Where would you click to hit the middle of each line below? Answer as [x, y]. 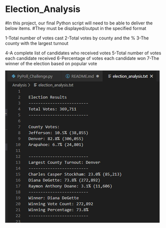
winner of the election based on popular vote [51, 63]
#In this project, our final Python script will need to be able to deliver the [79, 23]
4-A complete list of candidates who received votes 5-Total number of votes [83, 53]
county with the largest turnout [37, 43]
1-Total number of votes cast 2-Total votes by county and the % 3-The [77, 38]
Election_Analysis [43, 9]
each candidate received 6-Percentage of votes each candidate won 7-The [82, 58]
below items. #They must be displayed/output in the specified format [76, 28]
